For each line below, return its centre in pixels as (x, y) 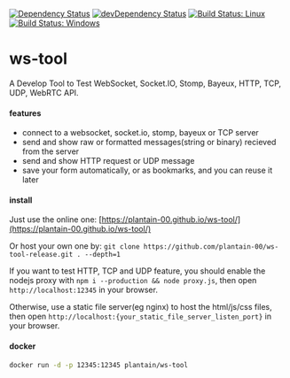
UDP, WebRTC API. (44, 92)
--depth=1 (103, 255)
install (21, 200)
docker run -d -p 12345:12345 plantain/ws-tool (99, 365)
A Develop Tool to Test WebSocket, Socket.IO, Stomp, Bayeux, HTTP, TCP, (145, 83)
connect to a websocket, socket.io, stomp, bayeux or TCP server (140, 133)
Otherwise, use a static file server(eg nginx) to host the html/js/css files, (141, 307)
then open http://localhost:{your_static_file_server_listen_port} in (141, 316)
